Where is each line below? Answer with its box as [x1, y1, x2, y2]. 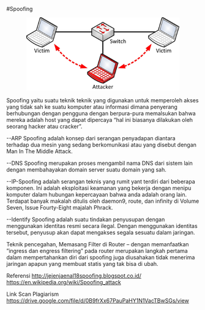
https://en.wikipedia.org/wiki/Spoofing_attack [6, 279, 121, 286]
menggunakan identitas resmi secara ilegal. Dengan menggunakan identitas [6, 222, 198, 230]
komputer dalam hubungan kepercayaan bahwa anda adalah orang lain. [6, 191, 187, 198]
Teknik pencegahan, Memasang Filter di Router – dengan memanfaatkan [6, 241, 189, 248]
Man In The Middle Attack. [6, 148, 73, 155]
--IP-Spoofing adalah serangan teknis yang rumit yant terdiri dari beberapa [6, 178, 196, 186]
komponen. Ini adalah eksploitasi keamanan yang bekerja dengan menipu [6, 184, 192, 192]
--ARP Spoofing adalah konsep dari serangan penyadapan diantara [6, 135, 176, 142]
